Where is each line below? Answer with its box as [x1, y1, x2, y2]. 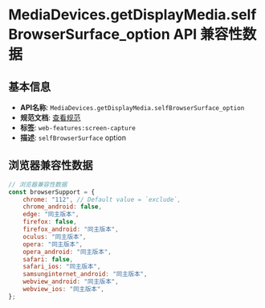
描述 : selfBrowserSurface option [19, 133, 127, 142]
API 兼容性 [173, 26, 243, 43]
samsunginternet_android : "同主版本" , [22, 270, 148, 278]
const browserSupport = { [8, 187, 95, 196]
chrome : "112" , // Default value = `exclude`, [22, 195, 181, 203]
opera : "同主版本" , [22, 240, 83, 248]
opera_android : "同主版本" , [22, 248, 112, 256]
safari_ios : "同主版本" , [22, 263, 101, 271]
